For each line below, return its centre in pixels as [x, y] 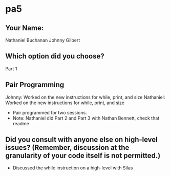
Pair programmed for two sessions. [50, 112]
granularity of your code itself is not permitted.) [83, 156]
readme [21, 123]
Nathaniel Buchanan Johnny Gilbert [43, 40]
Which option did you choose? [55, 56]
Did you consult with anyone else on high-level [81, 140]
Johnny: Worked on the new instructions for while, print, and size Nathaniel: [85, 97]
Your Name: [25, 28]
